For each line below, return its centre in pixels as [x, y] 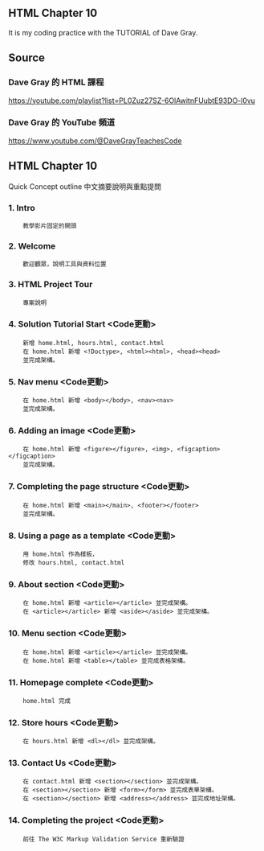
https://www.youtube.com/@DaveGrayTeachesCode [95, 141]
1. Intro [22, 208]
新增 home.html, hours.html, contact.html [93, 343]
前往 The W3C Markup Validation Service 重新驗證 [104, 839]
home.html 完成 [47, 701]
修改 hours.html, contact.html [74, 562]
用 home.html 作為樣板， [61, 554]
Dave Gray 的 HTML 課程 [56, 82]
